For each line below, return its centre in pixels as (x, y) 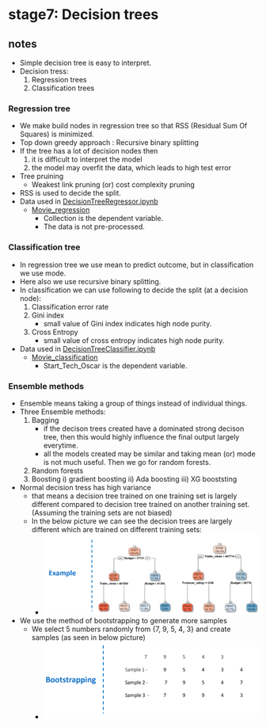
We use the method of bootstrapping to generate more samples (123, 621)
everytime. (61, 445)
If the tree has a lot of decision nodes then (89, 151)
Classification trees (63, 88)
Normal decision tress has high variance (85, 487)
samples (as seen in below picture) (89, 638)
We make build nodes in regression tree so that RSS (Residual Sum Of (133, 126)
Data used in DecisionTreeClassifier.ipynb (87, 348)
